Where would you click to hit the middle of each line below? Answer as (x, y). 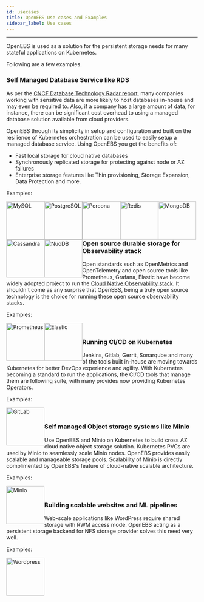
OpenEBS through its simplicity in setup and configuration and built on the (99, 130)
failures (25, 168)
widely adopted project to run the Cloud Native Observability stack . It (93, 283)
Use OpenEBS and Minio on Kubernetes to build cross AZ (116, 440)
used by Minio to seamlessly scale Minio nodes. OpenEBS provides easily (98, 453)
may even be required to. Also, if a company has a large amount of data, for (101, 106)
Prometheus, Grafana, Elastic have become (136, 277)
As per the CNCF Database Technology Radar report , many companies (95, 93)
